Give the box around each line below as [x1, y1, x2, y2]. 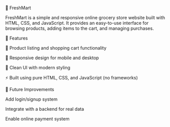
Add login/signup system [5, 96, 58, 102]
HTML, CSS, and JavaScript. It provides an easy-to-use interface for [5, 20, 149, 26]
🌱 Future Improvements [5, 87, 54, 92]
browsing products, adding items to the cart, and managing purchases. [5, 25, 154, 31]
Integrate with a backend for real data [5, 106, 84, 112]
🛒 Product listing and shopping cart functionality [5, 45, 107, 51]
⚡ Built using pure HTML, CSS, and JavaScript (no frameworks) [5, 75, 138, 80]
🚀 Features [5, 35, 28, 41]
